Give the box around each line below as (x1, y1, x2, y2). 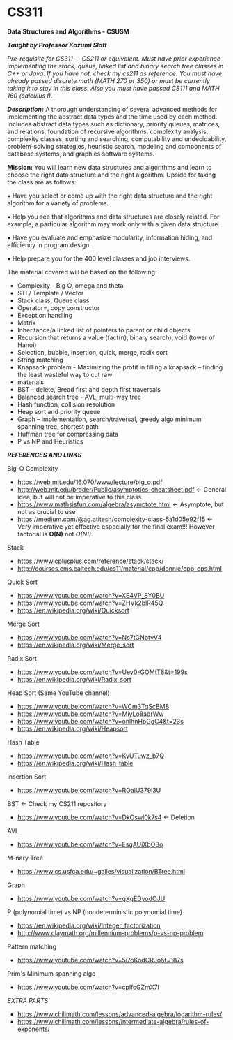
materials (17, 378, 44, 386)
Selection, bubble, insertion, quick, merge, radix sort (17, 348, 168, 356)
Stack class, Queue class (17, 296, 90, 305)
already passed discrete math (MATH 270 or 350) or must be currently (7, 76, 211, 85)
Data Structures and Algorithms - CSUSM (7, 27, 130, 36)
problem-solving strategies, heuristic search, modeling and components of (7, 142, 222, 150)
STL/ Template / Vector (17, 288, 84, 297)
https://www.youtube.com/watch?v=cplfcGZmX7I (17, 983, 160, 991)
